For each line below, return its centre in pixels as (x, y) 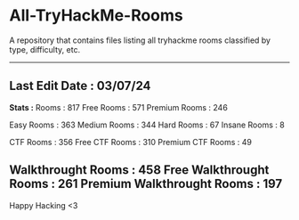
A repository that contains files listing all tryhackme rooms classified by (140, 40)
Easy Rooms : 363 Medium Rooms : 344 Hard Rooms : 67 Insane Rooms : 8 (147, 125)
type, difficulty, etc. (45, 49)
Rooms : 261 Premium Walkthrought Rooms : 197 (146, 184)
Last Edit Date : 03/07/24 (80, 86)
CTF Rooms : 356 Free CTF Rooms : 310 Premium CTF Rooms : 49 (130, 142)
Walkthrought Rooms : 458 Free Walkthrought (139, 170)
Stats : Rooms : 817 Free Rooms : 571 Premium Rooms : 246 (119, 107)
